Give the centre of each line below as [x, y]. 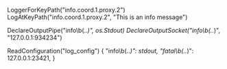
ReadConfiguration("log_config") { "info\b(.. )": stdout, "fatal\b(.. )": [100, 51]
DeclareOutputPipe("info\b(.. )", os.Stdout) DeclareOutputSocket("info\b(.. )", [114, 30]
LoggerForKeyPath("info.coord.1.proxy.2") [66, 10]
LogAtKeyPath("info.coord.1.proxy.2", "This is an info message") [97, 17]
